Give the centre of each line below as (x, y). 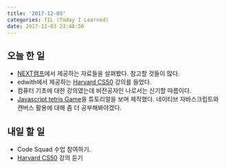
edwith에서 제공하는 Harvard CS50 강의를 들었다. (84, 82)
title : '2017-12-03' (37, 13)
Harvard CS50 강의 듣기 (50, 158)
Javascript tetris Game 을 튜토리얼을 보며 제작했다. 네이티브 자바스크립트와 (118, 99)
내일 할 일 (26, 131)
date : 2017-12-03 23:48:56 (46, 26)
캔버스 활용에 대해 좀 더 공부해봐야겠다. (69, 108)
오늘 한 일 (26, 56)
